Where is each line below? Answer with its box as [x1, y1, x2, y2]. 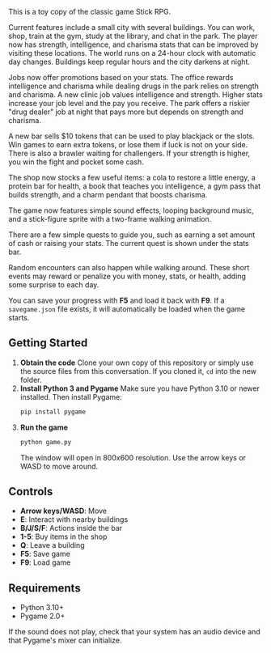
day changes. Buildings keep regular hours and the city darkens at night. [8, 57, 251, 66]
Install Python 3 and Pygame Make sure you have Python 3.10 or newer [19, 384, 260, 393]
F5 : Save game [19, 549, 70, 559]
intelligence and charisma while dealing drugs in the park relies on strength [8, 81, 259, 91]
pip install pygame [19, 408, 87, 416]
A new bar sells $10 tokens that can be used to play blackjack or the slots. [8, 131, 255, 141]
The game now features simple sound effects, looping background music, [8, 206, 255, 215]
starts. [8, 313, 30, 322]
